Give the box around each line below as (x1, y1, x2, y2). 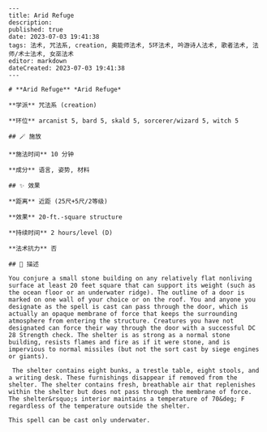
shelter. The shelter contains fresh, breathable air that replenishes (8, 381, 256, 389)
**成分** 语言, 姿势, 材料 (8, 166, 90, 174)
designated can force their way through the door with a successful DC (8, 324, 256, 332)
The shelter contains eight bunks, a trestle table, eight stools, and (11, 366, 260, 374)
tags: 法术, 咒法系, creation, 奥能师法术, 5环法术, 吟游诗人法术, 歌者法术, (8, 41, 249, 49)
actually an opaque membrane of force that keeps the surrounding (8, 310, 238, 318)
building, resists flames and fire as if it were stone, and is (8, 338, 230, 346)
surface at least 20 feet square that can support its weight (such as (8, 281, 256, 289)
